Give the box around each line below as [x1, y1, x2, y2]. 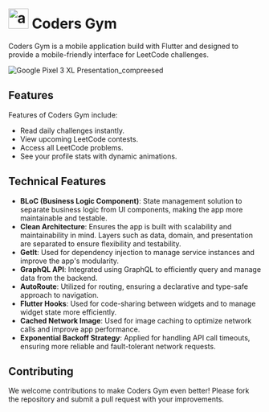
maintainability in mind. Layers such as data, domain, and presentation [19, 230, 254, 240]
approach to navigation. [19, 290, 99, 299]
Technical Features [8, 175, 107, 188]
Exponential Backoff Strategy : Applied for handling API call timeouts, [19, 332, 251, 342]
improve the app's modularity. [19, 256, 119, 266]
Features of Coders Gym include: [8, 109, 118, 120]
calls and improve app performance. [19, 324, 141, 334]
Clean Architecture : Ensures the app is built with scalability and [19, 221, 232, 231]
